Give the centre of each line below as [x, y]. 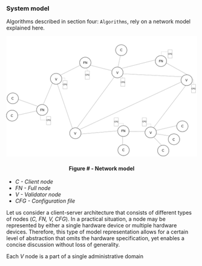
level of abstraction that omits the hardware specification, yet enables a [95, 238]
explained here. [26, 28]
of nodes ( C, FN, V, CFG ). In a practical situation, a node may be [86, 219]
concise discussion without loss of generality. [63, 245]
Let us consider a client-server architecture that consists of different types [99, 213]
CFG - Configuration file [45, 201]
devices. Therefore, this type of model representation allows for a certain [97, 232]
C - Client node [34, 182]
